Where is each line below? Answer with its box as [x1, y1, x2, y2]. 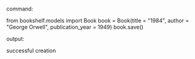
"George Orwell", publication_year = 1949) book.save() [6, 24, 144, 30]
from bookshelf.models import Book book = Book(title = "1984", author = [6, 17, 189, 24]
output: [6, 35, 24, 42]
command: [6, 5, 34, 12]
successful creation [6, 47, 56, 54]
